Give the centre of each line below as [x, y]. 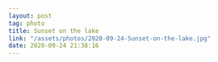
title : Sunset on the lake [54, 31]
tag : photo [27, 23]
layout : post [30, 16]
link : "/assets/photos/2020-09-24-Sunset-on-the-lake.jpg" [110, 38]
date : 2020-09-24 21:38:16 [54, 46]
